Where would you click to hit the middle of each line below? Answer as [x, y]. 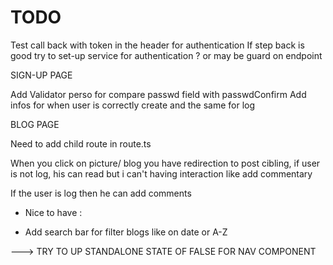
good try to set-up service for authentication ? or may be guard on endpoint [166, 55]
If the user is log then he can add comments [101, 193]
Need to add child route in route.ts [81, 143]
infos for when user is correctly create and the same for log [133, 105]
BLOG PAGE [35, 124]
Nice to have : [53, 212]
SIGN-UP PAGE [41, 75]
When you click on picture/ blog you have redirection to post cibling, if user [165, 163]
